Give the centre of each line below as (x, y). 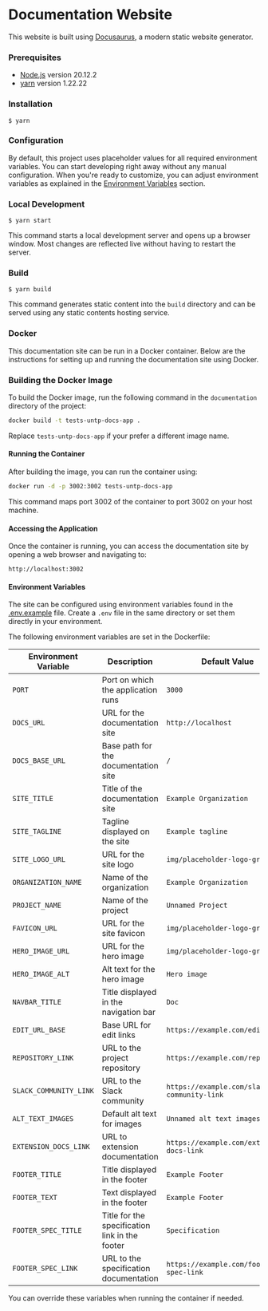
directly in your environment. (55, 622)
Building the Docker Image (61, 380)
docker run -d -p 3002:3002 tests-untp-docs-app (91, 487)
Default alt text (129, 1114)
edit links (118, 1035)
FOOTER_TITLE (37, 1175)
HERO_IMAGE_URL (41, 952)
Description (130, 661)
